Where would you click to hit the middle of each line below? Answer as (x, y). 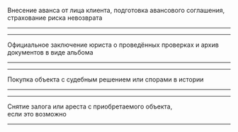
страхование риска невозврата (55, 18)
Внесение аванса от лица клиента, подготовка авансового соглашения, (116, 10)
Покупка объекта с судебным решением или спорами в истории (106, 79)
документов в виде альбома (50, 52)
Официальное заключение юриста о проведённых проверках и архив (113, 45)
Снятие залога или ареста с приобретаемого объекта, (90, 106)
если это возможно (37, 114)
